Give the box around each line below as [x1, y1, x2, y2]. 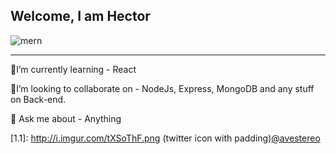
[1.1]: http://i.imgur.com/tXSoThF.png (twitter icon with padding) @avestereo [10, 132, 321, 144]
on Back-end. [10, 93, 67, 105]
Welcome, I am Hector [10, 8, 151, 25]
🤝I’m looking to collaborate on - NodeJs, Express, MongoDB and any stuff [10, 82, 315, 94]
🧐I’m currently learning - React [10, 63, 137, 75]
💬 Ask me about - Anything [10, 112, 122, 124]
